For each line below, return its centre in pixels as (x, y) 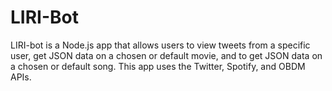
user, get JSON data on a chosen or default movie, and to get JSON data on (166, 55)
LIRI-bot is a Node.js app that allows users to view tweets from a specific (160, 45)
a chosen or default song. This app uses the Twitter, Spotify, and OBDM (158, 66)
